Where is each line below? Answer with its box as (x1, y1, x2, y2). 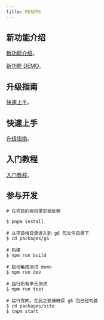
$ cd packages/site (6, 303, 55, 309)
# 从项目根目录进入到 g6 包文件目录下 (6, 230, 90, 236)
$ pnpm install (6, 219, 44, 225)
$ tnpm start (6, 308, 39, 314)
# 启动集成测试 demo (6, 264, 52, 270)
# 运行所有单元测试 (6, 280, 48, 287)
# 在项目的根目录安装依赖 (6, 208, 61, 214)
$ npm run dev (6, 269, 42, 275)
